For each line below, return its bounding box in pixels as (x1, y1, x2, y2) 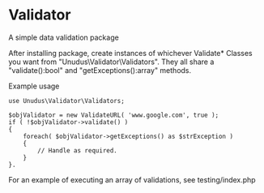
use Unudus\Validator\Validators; (8, 96, 126, 105)
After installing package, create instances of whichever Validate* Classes (8, 48, 253, 58)
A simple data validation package (8, 32, 119, 42)
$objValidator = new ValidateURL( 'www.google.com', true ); (8, 111, 219, 119)
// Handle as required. (37, 146, 117, 155)
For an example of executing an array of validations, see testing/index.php (8, 174, 257, 184)
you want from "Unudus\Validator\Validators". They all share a (8, 57, 215, 66)
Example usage (8, 81, 60, 91)
